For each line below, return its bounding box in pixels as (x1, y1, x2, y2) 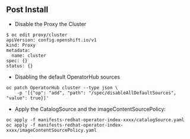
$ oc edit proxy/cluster (6, 32, 68, 38)
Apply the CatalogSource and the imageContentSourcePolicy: (14, 105, 166, 112)
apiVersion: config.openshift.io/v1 (6, 37, 97, 43)
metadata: (6, 47, 31, 53)
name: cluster (11, 53, 46, 59)
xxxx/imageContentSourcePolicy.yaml (6, 127, 97, 133)
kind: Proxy (6, 42, 36, 48)
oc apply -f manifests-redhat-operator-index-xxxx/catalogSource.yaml (6, 117, 185, 123)
